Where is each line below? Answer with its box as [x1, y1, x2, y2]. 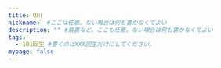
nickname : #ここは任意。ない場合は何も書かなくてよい [8, 19, 167, 27]
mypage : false [8, 48, 55, 55]
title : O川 [8, 11, 43, 20]
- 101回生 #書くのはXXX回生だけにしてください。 [15, 41, 155, 48]
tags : [8, 33, 26, 41]
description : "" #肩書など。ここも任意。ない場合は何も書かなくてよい [8, 26, 214, 34]
